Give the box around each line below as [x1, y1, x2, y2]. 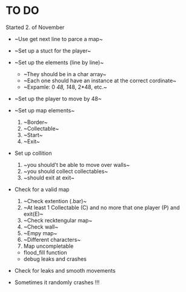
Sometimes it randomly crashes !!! [14, 279, 100, 286]
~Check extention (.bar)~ [23, 197, 87, 204]
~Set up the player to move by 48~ [14, 95, 102, 102]
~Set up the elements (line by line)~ [14, 59, 104, 66]
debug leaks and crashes [23, 255, 87, 262]
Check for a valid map [14, 186, 70, 193]
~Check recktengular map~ [23, 216, 93, 224]
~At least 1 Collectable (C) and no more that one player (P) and [23, 204, 180, 211]
